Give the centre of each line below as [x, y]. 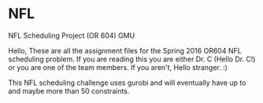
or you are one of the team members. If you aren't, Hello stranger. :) [118, 67]
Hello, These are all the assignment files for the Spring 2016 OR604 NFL [125, 50]
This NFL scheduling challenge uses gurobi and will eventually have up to [127, 83]
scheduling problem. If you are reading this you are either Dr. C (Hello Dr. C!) [132, 59]
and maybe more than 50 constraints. [69, 90]
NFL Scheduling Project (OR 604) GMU [72, 35]
